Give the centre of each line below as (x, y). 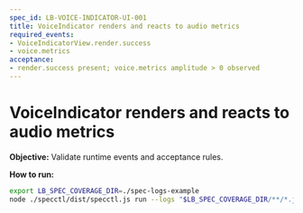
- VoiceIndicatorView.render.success (80, 43)
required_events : (42, 34)
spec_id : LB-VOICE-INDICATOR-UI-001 (78, 18)
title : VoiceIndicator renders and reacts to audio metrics (125, 26)
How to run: (32, 174)
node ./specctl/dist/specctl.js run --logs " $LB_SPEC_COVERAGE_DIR (139, 199)
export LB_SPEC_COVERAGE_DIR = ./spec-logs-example (105, 190)
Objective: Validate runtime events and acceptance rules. (116, 157)
